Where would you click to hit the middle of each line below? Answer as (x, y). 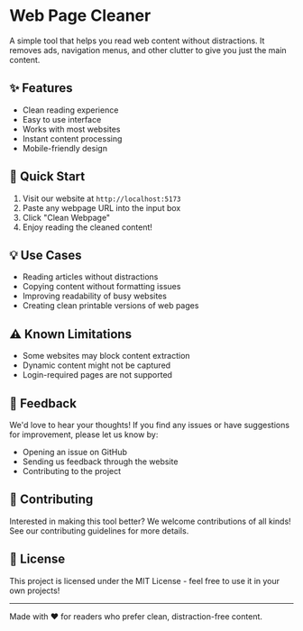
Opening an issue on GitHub (75, 452)
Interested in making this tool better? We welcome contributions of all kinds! (150, 521)
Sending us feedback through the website (100, 462)
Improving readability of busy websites (94, 296)
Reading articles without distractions (90, 277)
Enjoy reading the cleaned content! (87, 227)
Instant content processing (72, 138)
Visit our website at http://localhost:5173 (102, 198)
